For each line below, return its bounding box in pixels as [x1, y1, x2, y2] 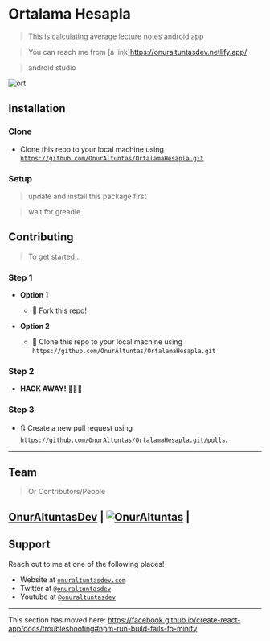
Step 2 [8, 365, 35, 377]
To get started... [27, 252, 82, 261]
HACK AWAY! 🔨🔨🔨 [19, 384, 83, 393]
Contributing [8, 231, 74, 244]
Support [8, 538, 51, 552]
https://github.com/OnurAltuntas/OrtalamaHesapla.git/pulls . [19, 435, 227, 444]
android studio [27, 62, 76, 73]
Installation [8, 102, 66, 115]
